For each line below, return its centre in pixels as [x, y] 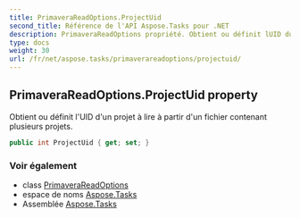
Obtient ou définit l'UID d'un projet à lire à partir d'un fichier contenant [138, 116]
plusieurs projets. [41, 126]
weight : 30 [29, 51]
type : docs [29, 42]
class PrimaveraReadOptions [75, 185]
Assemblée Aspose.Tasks [70, 204]
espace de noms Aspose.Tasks [79, 194]
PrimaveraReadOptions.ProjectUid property [134, 95]
